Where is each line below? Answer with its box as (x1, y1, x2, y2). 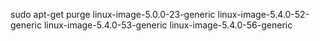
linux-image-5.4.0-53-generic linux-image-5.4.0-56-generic (43, 19, 293, 31)
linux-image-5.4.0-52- (217, 9, 310, 20)
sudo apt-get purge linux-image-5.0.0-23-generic (10, 9, 216, 20)
